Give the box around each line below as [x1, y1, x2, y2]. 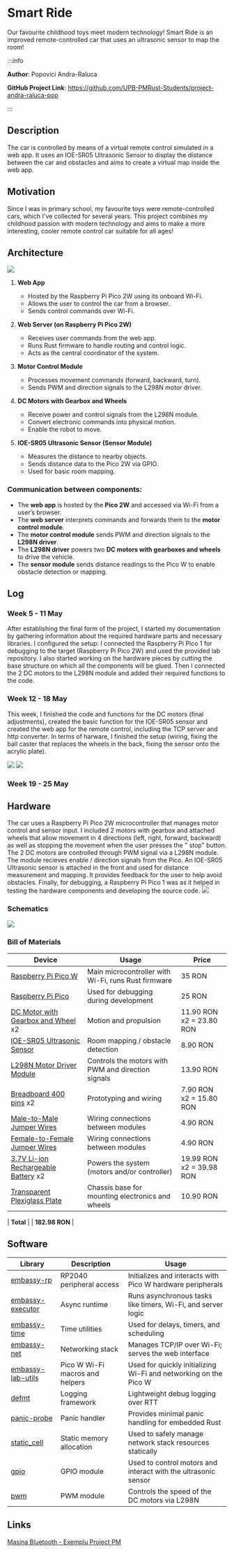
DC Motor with [10, 1006, 58, 1016]
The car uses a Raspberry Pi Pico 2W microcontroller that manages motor [7, 819, 219, 828]
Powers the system [86, 1158, 150, 1168]
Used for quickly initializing [127, 1359, 217, 1369]
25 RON [180, 991, 208, 1001]
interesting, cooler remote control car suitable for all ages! [7, 226, 174, 235]
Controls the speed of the [127, 1487, 212, 1496]
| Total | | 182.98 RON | [7, 1218, 75, 1226]
